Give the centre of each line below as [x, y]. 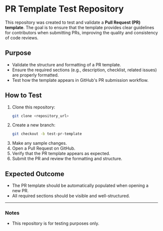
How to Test [24, 95]
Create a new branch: [34, 125]
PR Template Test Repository [65, 9]
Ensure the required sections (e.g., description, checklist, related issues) [84, 70]
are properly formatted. [35, 75]
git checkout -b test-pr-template [47, 134]
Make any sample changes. [39, 143]
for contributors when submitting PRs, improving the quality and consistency [81, 32]
